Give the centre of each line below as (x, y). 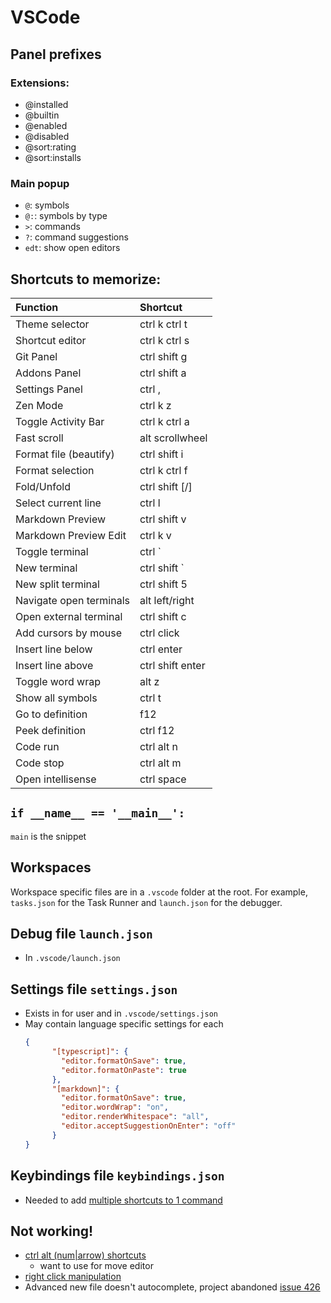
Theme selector (52, 324)
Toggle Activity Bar (60, 421)
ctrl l (150, 503)
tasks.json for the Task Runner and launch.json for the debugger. (146, 902)
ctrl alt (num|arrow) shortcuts (85, 1255)
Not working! (52, 1231)
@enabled (46, 125)
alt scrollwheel (173, 438)
